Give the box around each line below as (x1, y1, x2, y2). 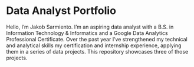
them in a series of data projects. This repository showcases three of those (6, 48, 189, 55)
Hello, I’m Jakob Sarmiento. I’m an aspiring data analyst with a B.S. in (6, 23, 174, 30)
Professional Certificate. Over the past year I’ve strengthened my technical (6, 36, 188, 43)
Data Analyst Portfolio (6, 4, 117, 17)
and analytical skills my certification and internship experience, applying (6, 42, 182, 49)
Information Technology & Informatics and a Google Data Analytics (6, 29, 168, 36)
